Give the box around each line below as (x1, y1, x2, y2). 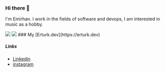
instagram (12, 61, 34, 67)
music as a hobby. (5, 21, 44, 27)
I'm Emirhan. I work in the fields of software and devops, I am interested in (5, 16, 160, 22)
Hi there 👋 (5, 5, 30, 12)
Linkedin (12, 56, 31, 62)
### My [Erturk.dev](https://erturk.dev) (17, 32, 100, 38)
